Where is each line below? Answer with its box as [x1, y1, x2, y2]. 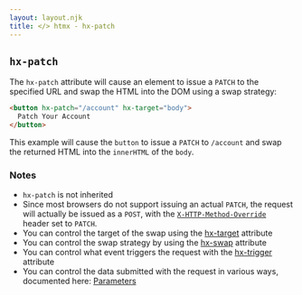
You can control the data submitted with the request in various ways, [22, 266, 278, 277]
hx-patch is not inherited [22, 189, 113, 200]
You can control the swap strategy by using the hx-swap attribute [22, 237, 267, 248]
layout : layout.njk [9, 13, 83, 23]
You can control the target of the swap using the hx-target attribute [22, 227, 273, 239]
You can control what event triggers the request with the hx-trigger [22, 247, 273, 258]
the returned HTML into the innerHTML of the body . [9, 146, 194, 157]
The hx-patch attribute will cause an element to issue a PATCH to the [9, 77, 260, 88]
